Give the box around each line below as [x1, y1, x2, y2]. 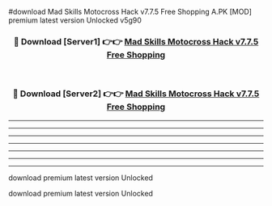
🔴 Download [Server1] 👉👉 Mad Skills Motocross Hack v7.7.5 [13, 36, 259, 47]
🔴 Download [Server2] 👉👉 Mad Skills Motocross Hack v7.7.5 [12, 88, 260, 99]
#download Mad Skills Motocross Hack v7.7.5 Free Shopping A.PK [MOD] [8, 7, 253, 16]
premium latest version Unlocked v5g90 [8, 15, 142, 25]
